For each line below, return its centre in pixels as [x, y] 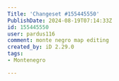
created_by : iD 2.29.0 [41, 47]
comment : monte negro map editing [58, 40]
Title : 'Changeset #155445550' [53, 14]
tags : [15, 54]
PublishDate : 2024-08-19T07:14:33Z [60, 21]
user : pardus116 [31, 34]
